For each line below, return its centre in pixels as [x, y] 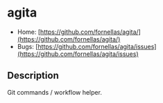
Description [33, 76]
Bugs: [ [27, 46]
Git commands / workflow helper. [55, 92]
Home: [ [29, 32]
